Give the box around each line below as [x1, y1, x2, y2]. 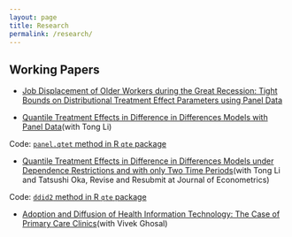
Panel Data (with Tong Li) [21, 121, 112, 133]
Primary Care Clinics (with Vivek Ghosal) [21, 218, 168, 229]
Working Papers [9, 62, 100, 77]
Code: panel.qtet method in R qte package [9, 139, 166, 149]
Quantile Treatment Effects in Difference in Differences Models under [21, 156, 274, 166]
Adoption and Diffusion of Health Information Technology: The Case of [21, 209, 280, 219]
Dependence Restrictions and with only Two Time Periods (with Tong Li [21, 165, 280, 176]
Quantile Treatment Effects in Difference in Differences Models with [21, 112, 268, 123]
